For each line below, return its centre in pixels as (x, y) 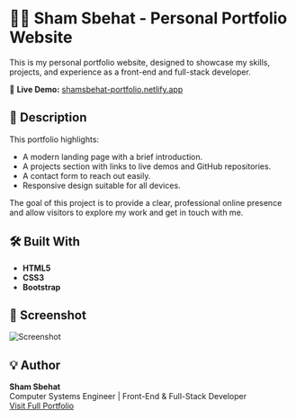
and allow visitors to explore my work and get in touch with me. (126, 212)
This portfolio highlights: (54, 139)
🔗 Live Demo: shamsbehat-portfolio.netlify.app (96, 89)
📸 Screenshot (48, 315)
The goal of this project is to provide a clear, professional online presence (146, 202)
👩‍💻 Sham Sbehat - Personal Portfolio (148, 18)
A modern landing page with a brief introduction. (112, 156)
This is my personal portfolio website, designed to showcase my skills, (139, 62)
